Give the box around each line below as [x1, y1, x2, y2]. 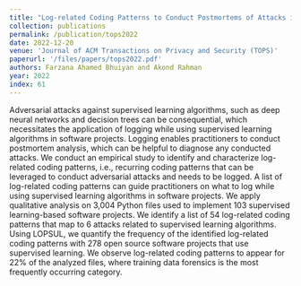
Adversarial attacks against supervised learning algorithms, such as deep [9, 104, 280, 115]
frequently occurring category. [9, 266, 123, 277]
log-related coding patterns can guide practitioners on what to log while [9, 180, 275, 191]
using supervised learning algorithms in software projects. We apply [9, 190, 262, 201]
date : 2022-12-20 [9, 38, 74, 48]
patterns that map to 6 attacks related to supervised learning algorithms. [9, 219, 277, 230]
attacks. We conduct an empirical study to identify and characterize [9, 152, 260, 162]
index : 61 [9, 80, 47, 89]
